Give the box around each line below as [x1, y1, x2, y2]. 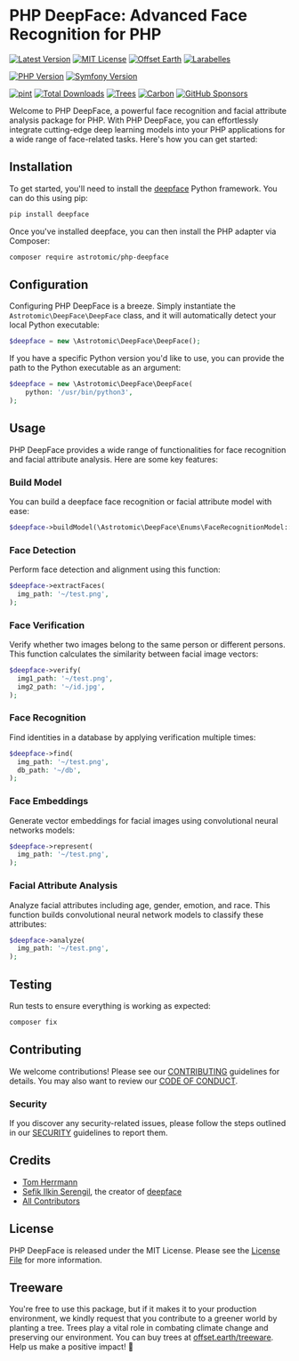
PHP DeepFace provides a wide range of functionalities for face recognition [9, 444, 287, 455]
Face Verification [9, 619, 85, 632]
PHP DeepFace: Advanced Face [9, 5, 247, 26]
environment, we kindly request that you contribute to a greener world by [9, 1313, 278, 1324]
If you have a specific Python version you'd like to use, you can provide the [9, 353, 285, 364]
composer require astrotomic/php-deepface [9, 253, 169, 262]
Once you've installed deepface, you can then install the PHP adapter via [9, 226, 277, 237]
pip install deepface [9, 210, 90, 219]
